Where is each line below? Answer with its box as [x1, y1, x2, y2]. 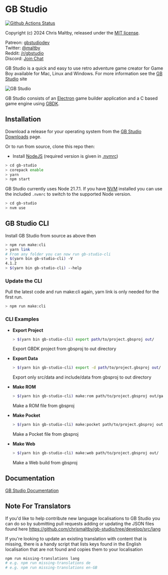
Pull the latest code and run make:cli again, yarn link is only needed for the [5, 289, 159, 295]
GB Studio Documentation [5, 487, 59, 493]
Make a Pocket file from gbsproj [12, 431, 79, 437]
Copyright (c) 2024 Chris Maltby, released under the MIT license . [5, 30, 140, 36]
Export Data [12, 356, 38, 362]
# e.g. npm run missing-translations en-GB [5, 565, 98, 570]
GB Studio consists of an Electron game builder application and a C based [5, 95, 158, 101]
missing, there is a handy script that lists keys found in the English [5, 541, 141, 547]
